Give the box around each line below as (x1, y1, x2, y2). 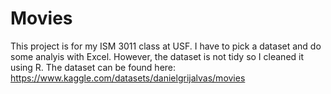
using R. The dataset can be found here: (10, 61, 177, 73)
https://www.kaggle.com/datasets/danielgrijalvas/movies (10, 72, 246, 84)
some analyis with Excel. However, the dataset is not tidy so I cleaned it (10, 50, 305, 62)
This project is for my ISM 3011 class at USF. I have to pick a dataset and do (10, 40, 322, 52)
